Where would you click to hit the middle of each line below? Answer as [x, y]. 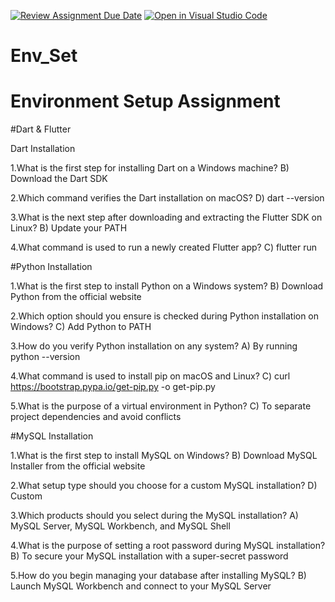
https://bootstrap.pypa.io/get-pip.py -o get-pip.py [113, 387]
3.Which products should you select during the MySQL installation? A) [154, 516]
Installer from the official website [78, 466]
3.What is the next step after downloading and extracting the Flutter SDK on [166, 217]
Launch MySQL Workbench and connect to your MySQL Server [141, 586]
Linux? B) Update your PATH [69, 228]
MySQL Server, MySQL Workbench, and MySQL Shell [120, 526]
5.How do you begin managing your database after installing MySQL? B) [158, 576]
